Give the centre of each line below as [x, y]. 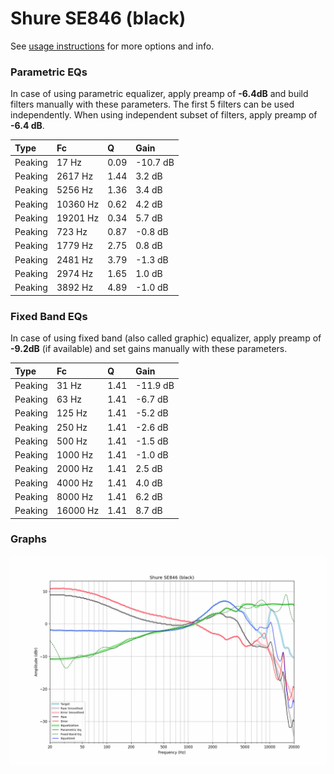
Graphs [28, 539]
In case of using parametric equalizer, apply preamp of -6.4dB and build [159, 94]
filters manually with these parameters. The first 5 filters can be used [152, 104]
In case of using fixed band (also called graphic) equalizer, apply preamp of [166, 338]
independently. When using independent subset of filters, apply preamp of [164, 115]
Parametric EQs [49, 72]
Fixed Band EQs [49, 316]
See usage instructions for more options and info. [112, 46]
